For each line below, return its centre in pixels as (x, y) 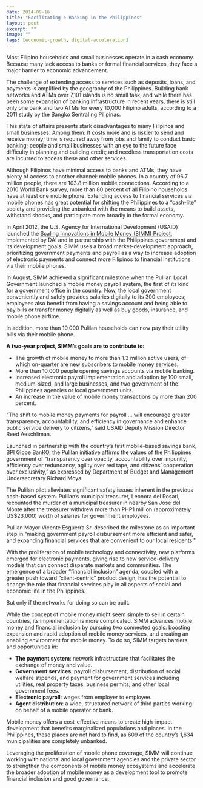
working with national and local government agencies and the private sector (101, 759)
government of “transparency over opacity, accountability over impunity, (97, 459)
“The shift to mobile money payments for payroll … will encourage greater (98, 415)
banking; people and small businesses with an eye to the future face (92, 145)
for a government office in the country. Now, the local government (89, 290)
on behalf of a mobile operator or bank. (64, 710)
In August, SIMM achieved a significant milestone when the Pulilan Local (97, 277)
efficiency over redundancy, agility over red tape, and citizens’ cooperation (100, 465)
